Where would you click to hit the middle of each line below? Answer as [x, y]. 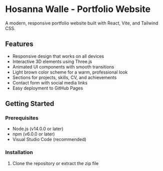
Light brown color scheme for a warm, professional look [70, 72]
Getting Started [30, 104]
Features [19, 44]
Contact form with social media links [50, 82]
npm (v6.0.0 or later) [33, 134]
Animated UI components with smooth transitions [63, 66]
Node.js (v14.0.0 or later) [38, 129]
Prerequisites [22, 118]
